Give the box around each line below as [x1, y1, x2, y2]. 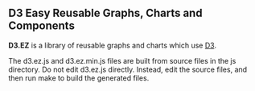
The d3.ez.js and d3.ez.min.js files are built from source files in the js [8, 56, 236, 65]
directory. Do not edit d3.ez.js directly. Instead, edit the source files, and [8, 64, 248, 74]
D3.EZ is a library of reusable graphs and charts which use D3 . [8, 40, 217, 50]
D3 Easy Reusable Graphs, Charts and [8, 6, 203, 20]
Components [8, 19, 75, 33]
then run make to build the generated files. [8, 72, 150, 83]
